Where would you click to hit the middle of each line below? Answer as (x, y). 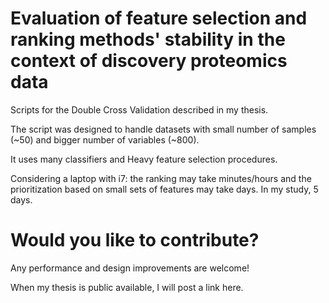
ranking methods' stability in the (148, 39)
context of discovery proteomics (149, 61)
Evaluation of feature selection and (159, 18)
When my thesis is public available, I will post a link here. (127, 287)
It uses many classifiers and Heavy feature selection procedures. (144, 159)
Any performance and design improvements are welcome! (130, 268)
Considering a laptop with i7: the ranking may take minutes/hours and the (161, 178)
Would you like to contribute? (135, 240)
